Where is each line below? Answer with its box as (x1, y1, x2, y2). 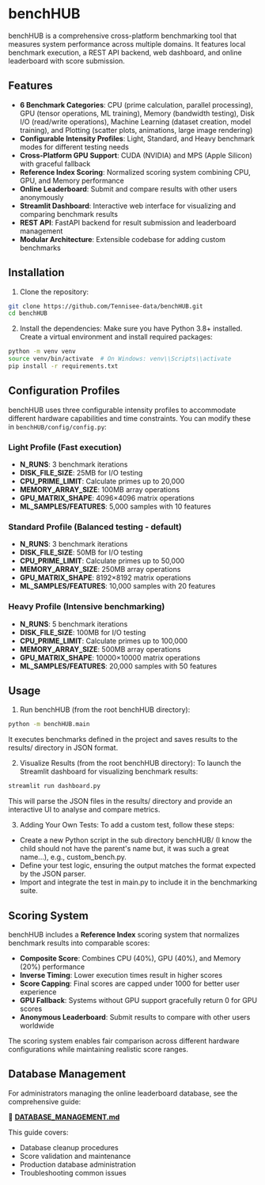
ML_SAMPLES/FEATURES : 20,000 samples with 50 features (19, 661, 218, 671)
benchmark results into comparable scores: (8, 938, 150, 948)
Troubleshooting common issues (19, 1168, 127, 1177)
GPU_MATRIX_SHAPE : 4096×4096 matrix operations (19, 494, 195, 503)
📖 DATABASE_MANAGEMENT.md (8, 1112, 120, 1122)
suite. (19, 886, 38, 895)
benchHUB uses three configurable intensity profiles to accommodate (8, 405, 237, 415)
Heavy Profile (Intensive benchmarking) (8, 601, 165, 612)
